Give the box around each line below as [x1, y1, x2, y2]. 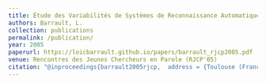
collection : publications [8, 26, 93, 34]
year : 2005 [8, 41, 44, 49]
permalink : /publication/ [8, 33, 93, 42]
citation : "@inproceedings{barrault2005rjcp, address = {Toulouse [8, 63, 236, 71]
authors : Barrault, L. [8, 19, 83, 27]
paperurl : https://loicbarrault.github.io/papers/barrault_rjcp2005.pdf [8, 48, 253, 56]
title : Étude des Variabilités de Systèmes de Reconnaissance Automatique [8, 11, 260, 20]
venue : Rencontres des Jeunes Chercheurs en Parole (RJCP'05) [8, 56, 218, 64]
